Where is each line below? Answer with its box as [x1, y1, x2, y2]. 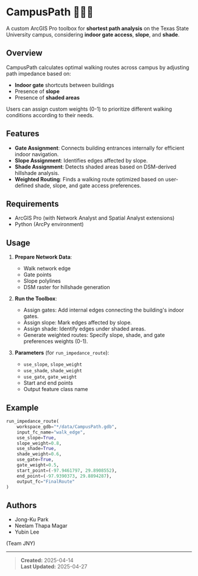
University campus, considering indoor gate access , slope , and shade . [6, 31, 180, 38]
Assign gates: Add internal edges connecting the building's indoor [23, 306, 184, 314]
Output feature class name [23, 386, 88, 393]
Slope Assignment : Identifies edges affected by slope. [14, 157, 148, 164]
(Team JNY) [6, 540, 35, 547]
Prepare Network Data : [14, 253, 72, 261]
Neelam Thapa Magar [14, 522, 68, 529]
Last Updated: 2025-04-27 [20, 563, 87, 570]
